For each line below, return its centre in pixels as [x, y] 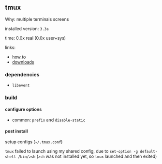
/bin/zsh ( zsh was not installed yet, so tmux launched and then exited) [87, 156]
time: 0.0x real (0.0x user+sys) [36, 38]
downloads [23, 62]
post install [16, 131]
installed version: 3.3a [27, 29]
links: [10, 47]
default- [149, 152]
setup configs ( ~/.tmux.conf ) [34, 142]
